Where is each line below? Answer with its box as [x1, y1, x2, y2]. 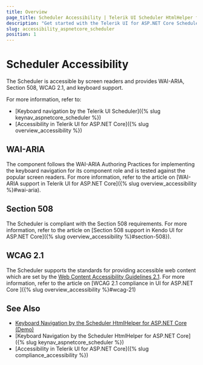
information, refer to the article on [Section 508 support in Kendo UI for [6, 226, 183, 233]
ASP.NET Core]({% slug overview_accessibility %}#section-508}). [6, 233, 172, 240]
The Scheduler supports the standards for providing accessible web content [6, 266, 196, 273]
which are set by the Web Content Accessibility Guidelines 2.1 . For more [6, 273, 185, 280]
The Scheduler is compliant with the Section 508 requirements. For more [6, 219, 187, 227]
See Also [6, 303, 40, 313]
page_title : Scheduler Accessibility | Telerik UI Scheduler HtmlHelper [6, 15, 193, 21]
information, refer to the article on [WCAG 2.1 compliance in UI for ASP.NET [6, 280, 193, 287]
